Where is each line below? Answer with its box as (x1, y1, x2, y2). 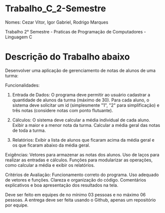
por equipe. (5, 202, 29, 208)
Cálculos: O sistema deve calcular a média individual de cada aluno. (12, 117, 150, 123)
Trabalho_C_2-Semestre (5, 3, 106, 14)
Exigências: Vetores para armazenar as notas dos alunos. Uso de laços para (5, 152, 160, 157)
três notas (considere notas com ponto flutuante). (12, 107, 113, 113)
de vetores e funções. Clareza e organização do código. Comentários (5, 177, 146, 183)
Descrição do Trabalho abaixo (5, 51, 130, 62)
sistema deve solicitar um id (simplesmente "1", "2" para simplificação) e (12, 102, 160, 108)
